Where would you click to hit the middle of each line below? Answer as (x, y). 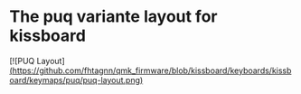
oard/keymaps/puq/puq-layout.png (75, 80)
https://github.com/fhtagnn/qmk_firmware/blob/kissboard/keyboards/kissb (152, 70)
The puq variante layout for (113, 17)
